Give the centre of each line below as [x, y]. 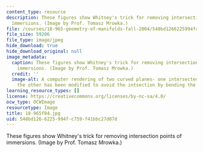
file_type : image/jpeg [35, 40]
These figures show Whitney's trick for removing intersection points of [94, 136]
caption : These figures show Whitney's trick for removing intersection [105, 62]
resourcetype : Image [32, 107]
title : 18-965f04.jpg [34, 113]
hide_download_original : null [44, 51]
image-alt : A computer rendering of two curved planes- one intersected [105, 79]
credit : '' [25, 74]
